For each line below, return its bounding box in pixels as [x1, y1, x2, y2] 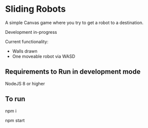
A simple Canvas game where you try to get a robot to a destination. [5, 20, 144, 26]
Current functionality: [5, 38, 48, 45]
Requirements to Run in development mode [5, 68, 141, 76]
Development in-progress [5, 29, 57, 35]
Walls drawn [12, 48, 38, 54]
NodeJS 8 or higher [5, 80, 45, 86]
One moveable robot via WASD [12, 53, 75, 59]
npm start [5, 117, 25, 123]
